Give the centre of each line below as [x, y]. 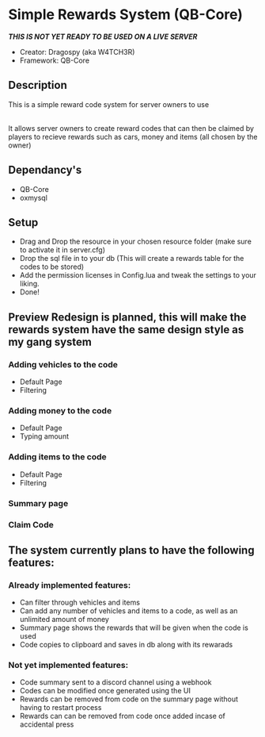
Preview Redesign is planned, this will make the [127, 317]
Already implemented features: [70, 585]
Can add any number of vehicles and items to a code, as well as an [129, 611]
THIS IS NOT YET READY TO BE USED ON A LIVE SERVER [103, 36]
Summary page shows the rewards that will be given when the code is [134, 628]
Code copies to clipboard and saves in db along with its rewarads [126, 645]
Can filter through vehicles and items [80, 603]
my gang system [50, 342]
